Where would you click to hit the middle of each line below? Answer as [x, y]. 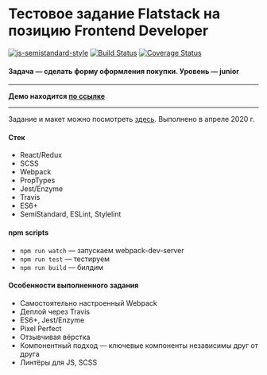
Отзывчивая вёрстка [55, 337]
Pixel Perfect [41, 328]
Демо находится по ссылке [57, 96]
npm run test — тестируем [64, 259]
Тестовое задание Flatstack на [114, 14]
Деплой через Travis [54, 311]
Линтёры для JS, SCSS [58, 362]
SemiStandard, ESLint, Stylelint [70, 214]
